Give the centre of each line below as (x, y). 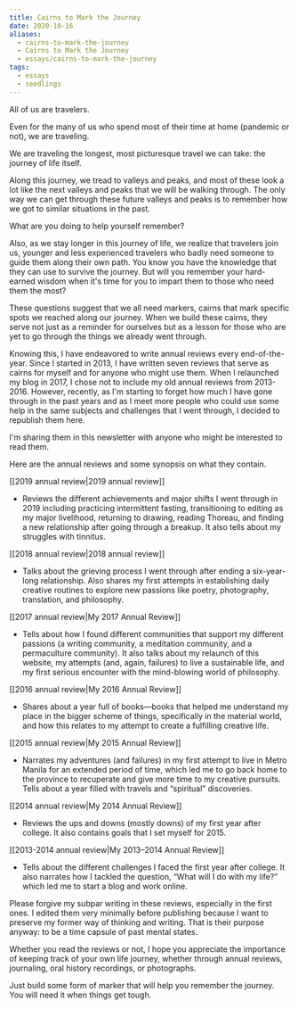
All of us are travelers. (50, 109)
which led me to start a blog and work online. (105, 886)
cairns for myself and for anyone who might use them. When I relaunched (144, 372)
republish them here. (47, 419)
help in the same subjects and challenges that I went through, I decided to (145, 410)
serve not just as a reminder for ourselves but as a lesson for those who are (148, 327)
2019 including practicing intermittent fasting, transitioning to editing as (153, 508)
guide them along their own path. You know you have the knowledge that (143, 262)
